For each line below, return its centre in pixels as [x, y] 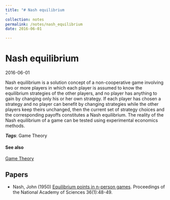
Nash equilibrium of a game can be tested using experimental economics [82, 121]
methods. [15, 126]
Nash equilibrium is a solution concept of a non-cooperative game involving [84, 82]
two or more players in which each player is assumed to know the [74, 88]
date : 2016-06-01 [24, 29]
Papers [17, 174]
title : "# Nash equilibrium [35, 10]
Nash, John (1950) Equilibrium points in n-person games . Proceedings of [89, 187]
